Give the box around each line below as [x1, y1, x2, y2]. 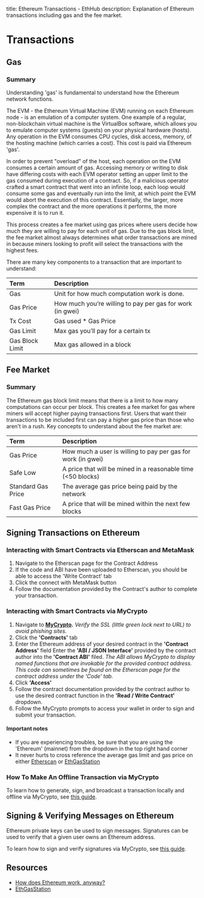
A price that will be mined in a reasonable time [62, 464, 194, 473]
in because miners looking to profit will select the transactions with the [6, 240, 183, 248]
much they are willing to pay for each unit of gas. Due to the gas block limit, [6, 227, 195, 234]
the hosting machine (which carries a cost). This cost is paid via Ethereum [6, 139, 192, 146]
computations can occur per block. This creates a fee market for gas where [6, 403, 195, 410]
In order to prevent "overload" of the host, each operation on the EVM [6, 157, 181, 164]
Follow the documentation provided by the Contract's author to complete [15, 586, 197, 593]
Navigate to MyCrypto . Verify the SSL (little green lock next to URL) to [15, 621, 191, 628]
